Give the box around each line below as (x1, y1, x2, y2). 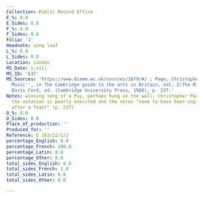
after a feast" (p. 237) (11, 104, 74, 110)
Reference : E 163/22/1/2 (6, 132, 69, 139)
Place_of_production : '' (6, 121, 69, 127)
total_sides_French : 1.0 (6, 166, 69, 172)
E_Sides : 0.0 (6, 20, 39, 26)
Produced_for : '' (6, 127, 50, 133)
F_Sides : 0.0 (6, 31, 39, 37)
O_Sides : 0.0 (6, 115, 39, 121)
